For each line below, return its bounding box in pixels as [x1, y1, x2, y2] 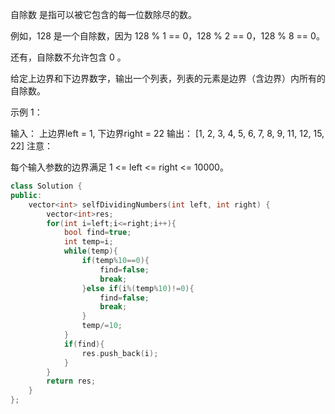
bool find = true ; [63, 228, 132, 238]
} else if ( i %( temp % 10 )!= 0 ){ [81, 283, 195, 293]
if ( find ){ [63, 339, 105, 349]
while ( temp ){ [63, 246, 118, 257]
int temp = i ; [63, 237, 114, 247]
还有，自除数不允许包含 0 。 [10, 51, 127, 63]
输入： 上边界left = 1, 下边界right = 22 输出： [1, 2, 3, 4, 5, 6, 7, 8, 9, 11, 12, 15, [10, 128, 325, 139]
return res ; [46, 376, 97, 387]
